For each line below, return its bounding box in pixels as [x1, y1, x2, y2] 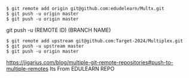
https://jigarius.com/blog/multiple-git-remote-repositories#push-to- [6, 59, 173, 65]
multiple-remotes [6, 65, 49, 72]
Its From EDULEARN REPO [50, 65, 115, 72]
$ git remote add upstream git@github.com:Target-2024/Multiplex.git [6, 38, 184, 44]
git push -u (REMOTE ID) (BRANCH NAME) [6, 27, 111, 33]
